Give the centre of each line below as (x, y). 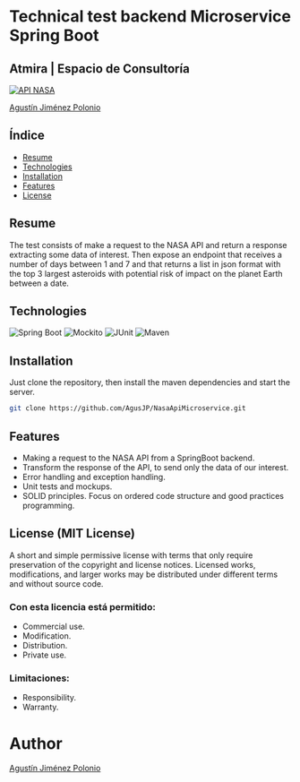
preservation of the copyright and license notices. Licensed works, (133, 564)
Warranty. (40, 707)
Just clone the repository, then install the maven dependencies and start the (150, 382)
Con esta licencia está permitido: (83, 606)
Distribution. (45, 646)
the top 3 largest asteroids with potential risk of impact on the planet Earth (146, 273)
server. (22, 392)
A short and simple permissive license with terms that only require (131, 555)
